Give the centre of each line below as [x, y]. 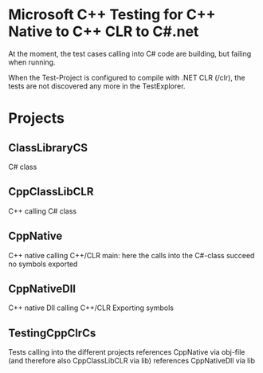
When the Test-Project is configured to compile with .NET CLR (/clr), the [127, 77]
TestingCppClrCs [52, 333]
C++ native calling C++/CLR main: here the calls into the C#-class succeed [131, 255]
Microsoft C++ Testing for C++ [112, 15]
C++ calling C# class [43, 211]
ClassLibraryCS [48, 148]
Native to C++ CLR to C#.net [104, 31]
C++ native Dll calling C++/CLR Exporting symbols [91, 308]
